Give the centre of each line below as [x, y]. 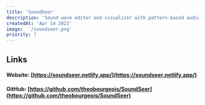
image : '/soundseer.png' [39, 29]
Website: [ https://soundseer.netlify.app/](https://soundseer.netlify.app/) [102, 75]
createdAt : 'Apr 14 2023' [39, 23]
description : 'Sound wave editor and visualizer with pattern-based [95, 18]
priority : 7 [21, 35]
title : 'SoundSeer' [31, 12]
